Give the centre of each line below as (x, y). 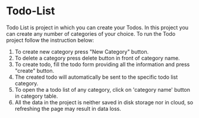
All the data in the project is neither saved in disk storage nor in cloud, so (104, 102)
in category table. (36, 96)
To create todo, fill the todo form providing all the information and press (102, 64)
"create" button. (34, 70)
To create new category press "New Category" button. (82, 51)
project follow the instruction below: (50, 40)
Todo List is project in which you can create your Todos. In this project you (97, 27)
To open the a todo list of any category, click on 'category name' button (102, 89)
